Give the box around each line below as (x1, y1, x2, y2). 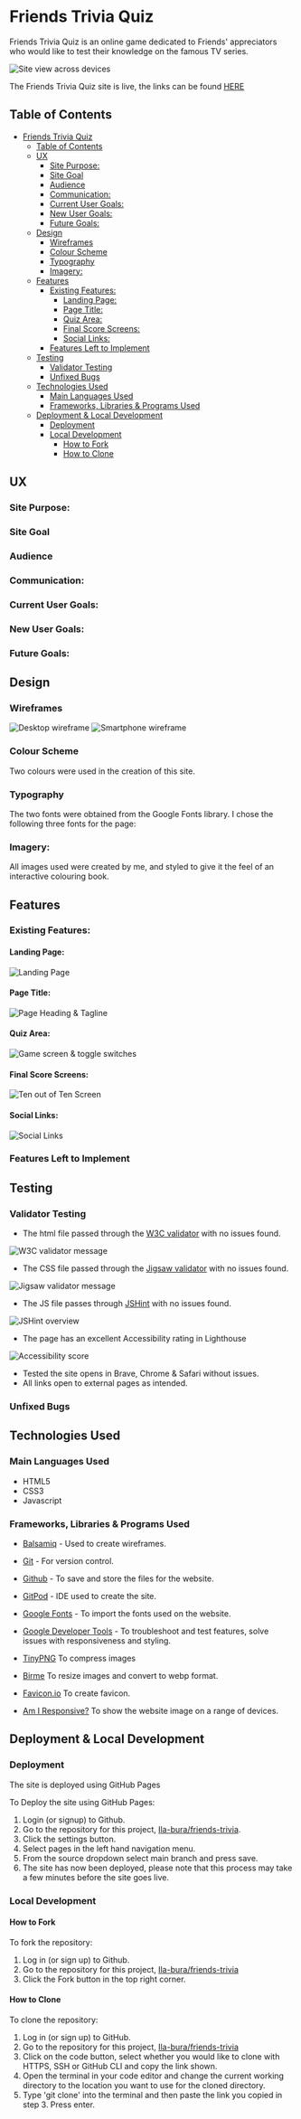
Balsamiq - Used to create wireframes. (22, 1539, 167, 1549)
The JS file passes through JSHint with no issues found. (22, 1298, 232, 1309)
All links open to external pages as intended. (22, 1378, 188, 1389)
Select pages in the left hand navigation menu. (22, 1842, 196, 1854)
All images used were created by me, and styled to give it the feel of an (9, 862, 274, 872)
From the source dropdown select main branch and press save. (22, 1852, 259, 1863)
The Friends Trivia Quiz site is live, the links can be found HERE (9, 80, 245, 91)
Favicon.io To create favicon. (22, 1688, 131, 1699)
